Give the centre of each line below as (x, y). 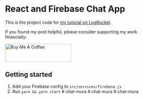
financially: (16, 37)
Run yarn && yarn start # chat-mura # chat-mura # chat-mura (75, 91)
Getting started (29, 74)
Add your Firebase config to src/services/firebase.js (67, 86)
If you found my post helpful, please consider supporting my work (71, 32)
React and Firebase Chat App (65, 9)
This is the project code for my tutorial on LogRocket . (58, 22)
